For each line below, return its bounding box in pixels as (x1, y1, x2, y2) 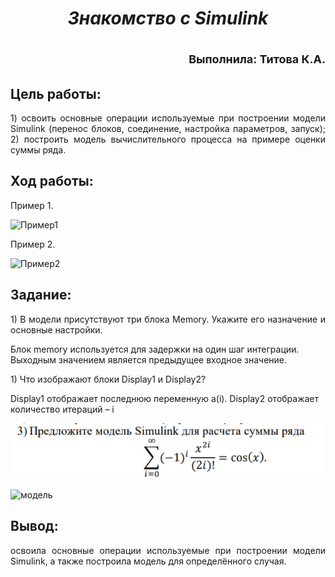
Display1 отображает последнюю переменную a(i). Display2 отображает (10, 392, 320, 404)
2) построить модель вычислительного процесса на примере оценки (10, 133, 326, 145)
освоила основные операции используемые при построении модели (10, 544, 326, 556)
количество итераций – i (10, 403, 115, 415)
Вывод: (10, 518, 59, 535)
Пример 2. (10, 238, 56, 250)
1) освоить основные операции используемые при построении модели (10, 112, 326, 124)
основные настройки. (10, 323, 103, 336)
